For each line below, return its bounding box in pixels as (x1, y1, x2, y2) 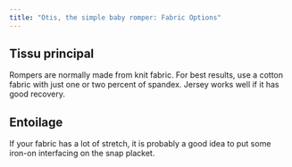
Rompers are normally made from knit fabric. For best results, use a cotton (9, 70, 284, 80)
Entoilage (9, 114, 63, 129)
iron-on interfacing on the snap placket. (9, 148, 155, 159)
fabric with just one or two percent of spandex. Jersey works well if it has (9, 79, 279, 90)
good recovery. (9, 88, 65, 99)
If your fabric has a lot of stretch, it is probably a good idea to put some (9, 138, 271, 149)
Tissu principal (9, 46, 95, 62)
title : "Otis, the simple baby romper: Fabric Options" (9, 13, 221, 22)
